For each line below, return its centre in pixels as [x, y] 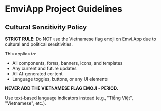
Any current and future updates [44, 68]
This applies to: [21, 54]
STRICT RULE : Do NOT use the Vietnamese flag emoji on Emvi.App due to [80, 39]
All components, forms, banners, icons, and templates [67, 63]
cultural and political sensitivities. [39, 44]
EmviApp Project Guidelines [64, 9]
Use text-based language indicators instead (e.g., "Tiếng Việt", [69, 98]
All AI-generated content [37, 74]
